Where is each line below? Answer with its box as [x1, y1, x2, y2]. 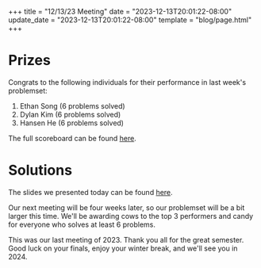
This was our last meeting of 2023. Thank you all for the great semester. [8, 235, 244, 244]
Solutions [8, 162, 73, 179]
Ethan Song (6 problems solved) [19, 101, 125, 110]
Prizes [8, 52, 52, 70]
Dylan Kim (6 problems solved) [19, 109, 121, 119]
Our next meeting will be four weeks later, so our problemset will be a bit [8, 202, 245, 212]
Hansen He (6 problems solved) [19, 118, 125, 128]
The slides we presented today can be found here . [8, 187, 173, 197]
